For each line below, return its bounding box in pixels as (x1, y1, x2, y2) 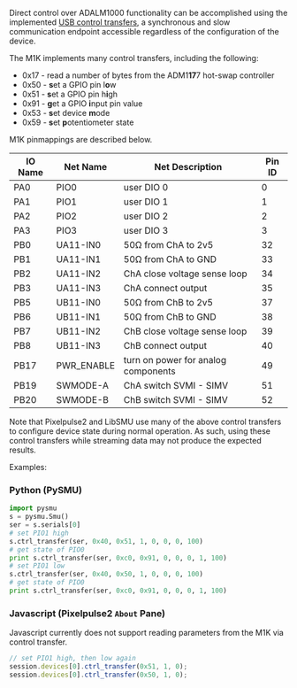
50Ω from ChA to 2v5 (123, 239, 214, 251)
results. (9, 444, 37, 455)
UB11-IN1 (56, 311, 102, 322)
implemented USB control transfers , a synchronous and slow (9, 17, 231, 27)
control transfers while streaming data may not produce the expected (9, 436, 263, 445)
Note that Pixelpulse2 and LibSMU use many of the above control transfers (9, 416, 282, 427)
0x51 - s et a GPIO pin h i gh (21, 89, 118, 99)
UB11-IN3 (56, 340, 102, 352)
